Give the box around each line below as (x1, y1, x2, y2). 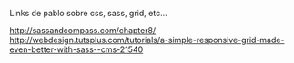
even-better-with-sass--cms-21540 (9, 44, 144, 55)
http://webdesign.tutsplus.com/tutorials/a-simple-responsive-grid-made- (9, 35, 285, 45)
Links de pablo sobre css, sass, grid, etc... (9, 8, 167, 18)
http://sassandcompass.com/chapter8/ (9, 25, 157, 35)
